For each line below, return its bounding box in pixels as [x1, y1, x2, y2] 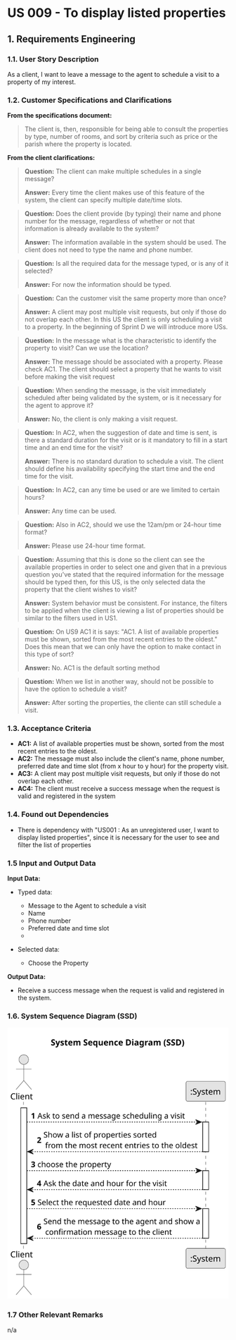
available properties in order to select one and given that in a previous [24, 563, 227, 572]
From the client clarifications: [7, 154, 96, 162]
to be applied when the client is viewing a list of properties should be [24, 606, 224, 615]
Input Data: [7, 874, 41, 883]
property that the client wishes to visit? [24, 585, 138, 594]
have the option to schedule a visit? [24, 685, 128, 694]
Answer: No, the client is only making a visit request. [24, 414, 178, 424]
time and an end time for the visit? [24, 443, 124, 452]
